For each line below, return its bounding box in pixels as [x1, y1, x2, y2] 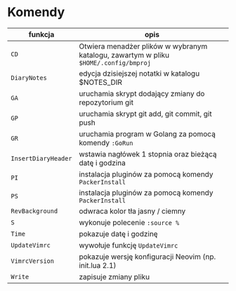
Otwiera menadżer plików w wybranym [79, 41, 208, 51]
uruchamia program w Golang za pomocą [79, 129, 216, 139]
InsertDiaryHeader [11, 154, 72, 162]
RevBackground [11, 207, 58, 215]
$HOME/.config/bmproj [79, 59, 151, 67]
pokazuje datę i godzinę [79, 229, 158, 238]
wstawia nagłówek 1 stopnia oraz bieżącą [79, 149, 217, 158]
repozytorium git [79, 97, 133, 107]
